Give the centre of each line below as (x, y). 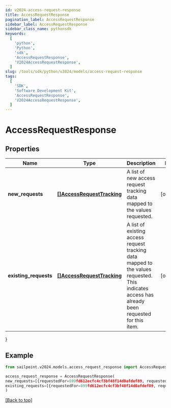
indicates (137, 289)
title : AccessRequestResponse (37, 15)
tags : (11, 76)
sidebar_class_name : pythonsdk (38, 29)
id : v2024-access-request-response (43, 10)
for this (135, 320)
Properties (22, 149)
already (136, 301)
